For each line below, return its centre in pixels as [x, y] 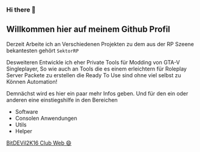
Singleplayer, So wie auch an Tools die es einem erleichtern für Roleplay [97, 69]
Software [26, 111]
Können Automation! [32, 81]
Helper [23, 131]
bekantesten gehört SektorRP [43, 50]
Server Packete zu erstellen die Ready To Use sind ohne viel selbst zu [94, 75]
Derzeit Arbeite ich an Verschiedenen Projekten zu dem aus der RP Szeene [100, 44]
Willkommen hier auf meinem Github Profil [88, 29]
